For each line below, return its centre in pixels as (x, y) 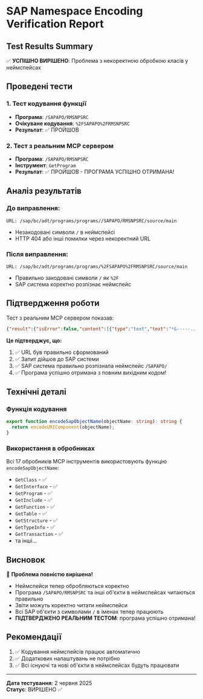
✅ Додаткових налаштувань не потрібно (67, 658)
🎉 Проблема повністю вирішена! (50, 575)
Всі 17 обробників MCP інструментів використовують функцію (87, 462)
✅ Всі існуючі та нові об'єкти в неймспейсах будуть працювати (97, 665)
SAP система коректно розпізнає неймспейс (73, 284)
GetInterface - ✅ (36, 486)
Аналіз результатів (44, 191)
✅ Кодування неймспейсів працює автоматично (78, 651)
